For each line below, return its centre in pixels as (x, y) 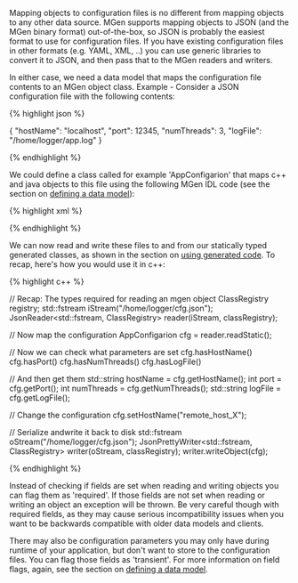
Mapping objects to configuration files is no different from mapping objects (147, 13)
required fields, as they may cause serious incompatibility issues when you (147, 514)
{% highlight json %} (47, 113)
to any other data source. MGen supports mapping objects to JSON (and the (149, 22)
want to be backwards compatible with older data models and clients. (137, 523)
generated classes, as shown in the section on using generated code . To (142, 255)
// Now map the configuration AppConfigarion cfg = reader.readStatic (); (141, 335)
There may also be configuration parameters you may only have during (139, 541)
